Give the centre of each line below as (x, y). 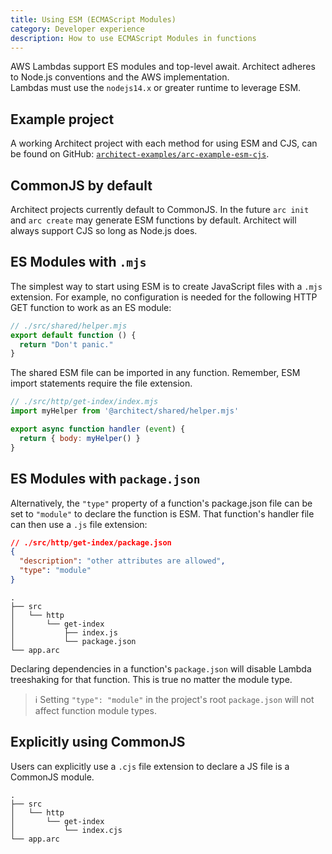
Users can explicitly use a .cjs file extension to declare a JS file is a (150, 766)
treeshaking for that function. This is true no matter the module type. (151, 679)
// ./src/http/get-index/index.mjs (84, 402)
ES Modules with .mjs (78, 262)
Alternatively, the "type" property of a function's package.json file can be (161, 503)
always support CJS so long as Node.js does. (104, 230)
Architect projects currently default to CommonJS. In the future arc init (160, 209)
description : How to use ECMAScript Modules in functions (133, 38)
